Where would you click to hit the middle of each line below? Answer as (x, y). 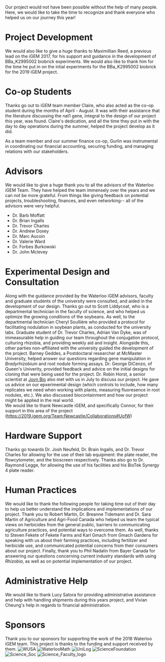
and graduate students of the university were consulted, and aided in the (79, 301)
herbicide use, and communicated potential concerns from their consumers (82, 546)
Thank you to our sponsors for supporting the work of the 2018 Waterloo (79, 638)
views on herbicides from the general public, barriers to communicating (78, 524)
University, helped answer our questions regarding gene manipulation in (78, 358)
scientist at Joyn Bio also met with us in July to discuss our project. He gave (82, 379)
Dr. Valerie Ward (29, 241)
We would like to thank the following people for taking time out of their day (80, 504)
